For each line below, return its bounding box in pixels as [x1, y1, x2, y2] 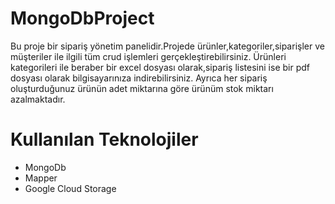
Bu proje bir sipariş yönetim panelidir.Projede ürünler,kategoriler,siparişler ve [10, 40, 325, 52]
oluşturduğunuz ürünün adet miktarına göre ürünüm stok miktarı [10, 82, 274, 94]
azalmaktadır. [10, 93, 66, 105]
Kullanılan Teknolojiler [10, 128, 199, 151]
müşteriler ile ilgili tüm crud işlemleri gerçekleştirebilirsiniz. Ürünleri [10, 50, 287, 62]
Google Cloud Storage [24, 182, 117, 194]
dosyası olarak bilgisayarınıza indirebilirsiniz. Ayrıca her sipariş [10, 72, 268, 84]
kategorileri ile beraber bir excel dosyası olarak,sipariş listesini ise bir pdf [10, 61, 310, 73]
